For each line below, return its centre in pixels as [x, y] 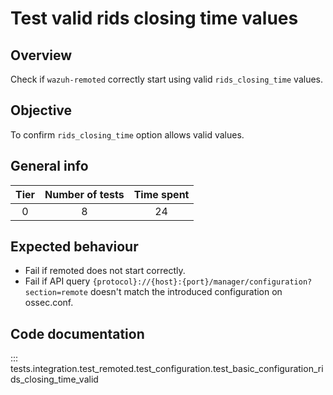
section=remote [56, 293]
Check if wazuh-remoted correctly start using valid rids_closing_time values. [167, 79]
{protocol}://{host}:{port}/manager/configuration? [202, 282]
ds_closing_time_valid [54, 379]
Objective [41, 110]
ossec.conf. [49, 303]
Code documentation [77, 333]
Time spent [161, 194]
